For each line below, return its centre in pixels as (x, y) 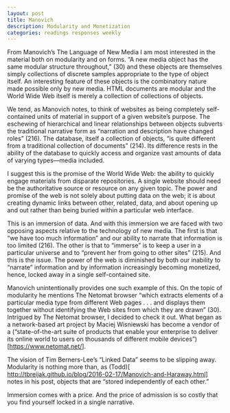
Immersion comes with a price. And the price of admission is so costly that (113, 395)
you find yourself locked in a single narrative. (71, 402)
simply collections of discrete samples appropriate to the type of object (108, 74)
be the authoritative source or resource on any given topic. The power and (112, 188)
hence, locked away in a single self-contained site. (79, 275)
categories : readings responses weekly (64, 33)
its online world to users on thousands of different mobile (88, 339)
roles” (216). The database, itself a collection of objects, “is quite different (111, 139)
